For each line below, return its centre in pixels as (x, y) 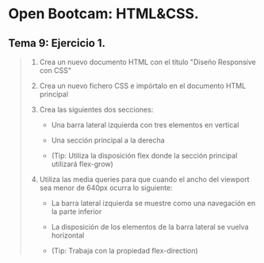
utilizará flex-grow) (82, 164)
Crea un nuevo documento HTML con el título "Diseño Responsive (147, 62)
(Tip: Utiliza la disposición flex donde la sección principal (144, 156)
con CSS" (55, 71)
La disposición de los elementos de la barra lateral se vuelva (150, 227)
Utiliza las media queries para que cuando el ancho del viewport (144, 179)
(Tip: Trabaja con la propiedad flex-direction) (124, 251)
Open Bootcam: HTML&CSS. (104, 14)
